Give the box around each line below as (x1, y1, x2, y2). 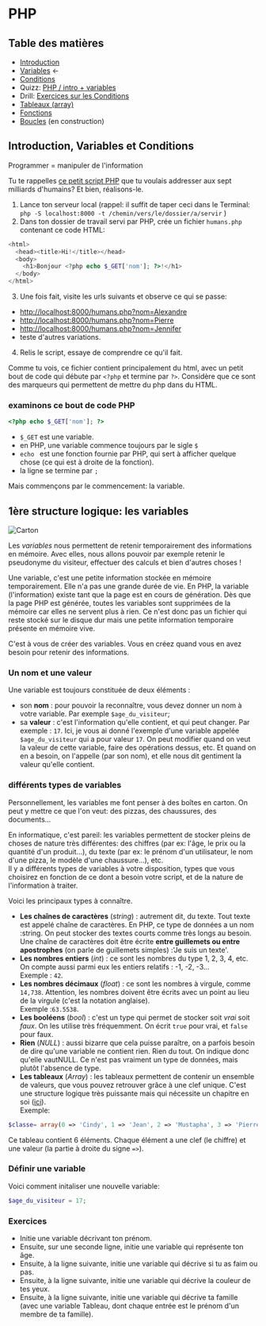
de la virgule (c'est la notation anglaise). (19, 996, 150, 1005)
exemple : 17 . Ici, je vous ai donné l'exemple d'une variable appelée (19, 726, 240, 735)
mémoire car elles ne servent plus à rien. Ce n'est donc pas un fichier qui (8, 607, 247, 616)
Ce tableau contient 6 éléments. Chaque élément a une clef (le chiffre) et (8, 1135, 246, 1144)
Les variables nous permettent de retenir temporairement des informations (8, 541, 252, 550)
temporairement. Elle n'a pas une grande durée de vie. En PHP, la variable (8, 581, 249, 592)
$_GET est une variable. (19, 432, 94, 441)
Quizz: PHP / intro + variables (19, 83, 116, 92)
